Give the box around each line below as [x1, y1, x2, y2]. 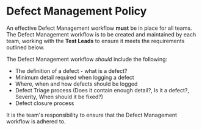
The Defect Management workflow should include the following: [6, 55, 168, 63]
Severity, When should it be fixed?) [15, 93, 104, 100]
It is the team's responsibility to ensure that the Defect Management [6, 111, 178, 118]
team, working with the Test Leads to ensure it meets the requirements [6, 37, 185, 44]
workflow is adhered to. [6, 117, 66, 125]
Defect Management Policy [6, 4, 147, 18]
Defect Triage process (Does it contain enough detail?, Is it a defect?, [15, 86, 190, 94]
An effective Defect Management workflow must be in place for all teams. [6, 24, 192, 32]
